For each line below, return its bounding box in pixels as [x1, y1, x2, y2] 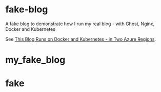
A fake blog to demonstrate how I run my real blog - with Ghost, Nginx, [5, 21, 155, 27]
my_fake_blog [5, 54, 66, 66]
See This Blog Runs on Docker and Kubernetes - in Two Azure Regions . [5, 36, 156, 42]
